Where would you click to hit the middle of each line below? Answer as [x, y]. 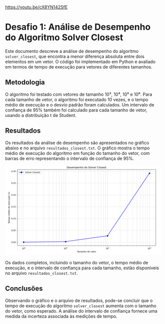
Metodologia [25, 83]
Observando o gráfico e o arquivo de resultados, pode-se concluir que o [79, 300]
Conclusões [24, 289]
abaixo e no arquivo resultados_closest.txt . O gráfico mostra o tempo [77, 148]
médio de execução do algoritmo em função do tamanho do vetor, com [77, 153]
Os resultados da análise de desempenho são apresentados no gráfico [77, 143]
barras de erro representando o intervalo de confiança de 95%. [70, 158]
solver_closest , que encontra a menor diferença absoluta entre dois [75, 56]
